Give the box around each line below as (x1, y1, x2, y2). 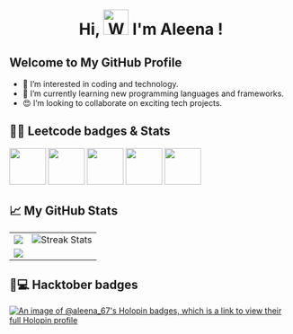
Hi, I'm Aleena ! (78, 19, 224, 40)
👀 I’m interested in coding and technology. (22, 79, 179, 89)
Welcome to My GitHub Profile (9, 55, 182, 70)
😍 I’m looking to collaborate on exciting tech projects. (22, 98, 223, 108)
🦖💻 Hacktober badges (9, 277, 138, 293)
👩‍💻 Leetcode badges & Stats (9, 124, 171, 139)
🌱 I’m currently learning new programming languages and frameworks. (22, 88, 285, 99)
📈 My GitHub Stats (9, 203, 119, 219)
